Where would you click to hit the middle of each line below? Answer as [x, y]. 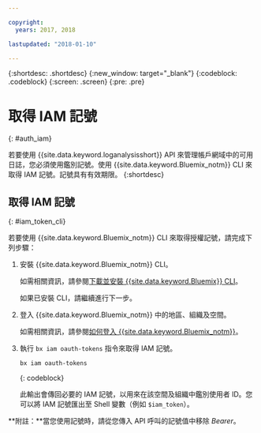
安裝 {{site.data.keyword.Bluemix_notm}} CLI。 [96, 265]
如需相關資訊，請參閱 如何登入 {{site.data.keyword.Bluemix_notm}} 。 [131, 332]
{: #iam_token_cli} [37, 221]
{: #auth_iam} [30, 138]
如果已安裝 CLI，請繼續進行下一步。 [78, 298]
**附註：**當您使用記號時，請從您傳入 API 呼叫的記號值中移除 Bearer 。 [124, 421]
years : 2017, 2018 [46, 30]
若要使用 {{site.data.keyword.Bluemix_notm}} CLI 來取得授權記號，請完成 [127, 238]
